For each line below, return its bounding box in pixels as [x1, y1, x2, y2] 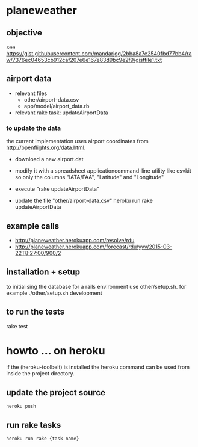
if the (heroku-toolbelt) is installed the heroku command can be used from [6, 363, 190, 371]
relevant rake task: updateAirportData [14, 109, 108, 116]
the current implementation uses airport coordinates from [6, 138, 149, 145]
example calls [6, 221, 59, 231]
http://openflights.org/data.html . [6, 144, 86, 151]
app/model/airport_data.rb [23, 102, 90, 109]
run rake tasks [6, 419, 61, 430]
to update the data [6, 124, 61, 132]
